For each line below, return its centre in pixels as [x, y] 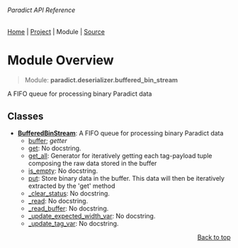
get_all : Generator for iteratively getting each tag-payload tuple [120, 155]
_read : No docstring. [58, 201]
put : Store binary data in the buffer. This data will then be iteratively [126, 178]
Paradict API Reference [41, 10]
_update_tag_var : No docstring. [73, 223]
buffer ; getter [47, 140]
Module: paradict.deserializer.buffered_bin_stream [101, 80]
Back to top [214, 237]
